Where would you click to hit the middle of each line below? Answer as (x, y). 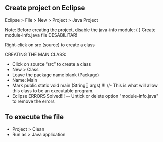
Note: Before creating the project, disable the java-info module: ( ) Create (80, 30)
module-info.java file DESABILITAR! (41, 35)
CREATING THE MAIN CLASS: (36, 54)
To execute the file (34, 117)
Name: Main (25, 80)
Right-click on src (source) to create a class (50, 45)
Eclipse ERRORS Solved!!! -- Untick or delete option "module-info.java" (85, 96)
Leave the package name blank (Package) (56, 75)
